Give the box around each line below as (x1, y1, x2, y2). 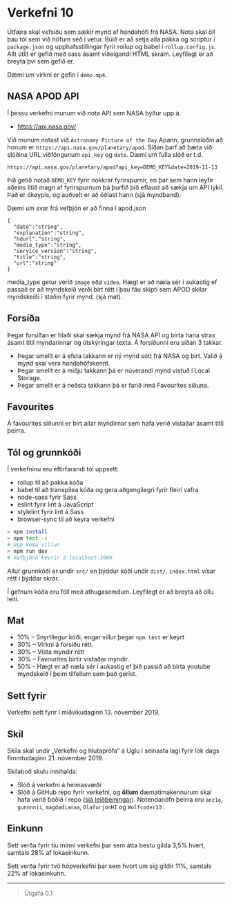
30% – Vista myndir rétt (17, 648, 85, 656)
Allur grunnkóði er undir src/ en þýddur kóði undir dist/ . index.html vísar (7, 567, 216, 575)
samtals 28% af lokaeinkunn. (7, 848, 90, 856)
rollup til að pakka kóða (17, 478, 84, 487)
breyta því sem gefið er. (7, 57, 75, 65)
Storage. (17, 373, 42, 382)
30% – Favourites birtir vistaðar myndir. (17, 655, 130, 663)
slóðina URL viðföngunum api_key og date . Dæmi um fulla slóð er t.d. (7, 150, 204, 158)
